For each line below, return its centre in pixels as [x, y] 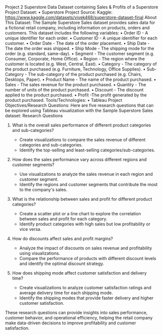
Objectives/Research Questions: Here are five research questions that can [80, 105]
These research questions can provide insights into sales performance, [76, 313]
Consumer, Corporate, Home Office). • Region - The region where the [75, 59]
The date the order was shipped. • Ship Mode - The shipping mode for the [80, 48]
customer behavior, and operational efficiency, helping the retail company [79, 318]
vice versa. [30, 229]
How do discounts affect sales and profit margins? [63, 239]
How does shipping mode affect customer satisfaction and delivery [79, 273]
